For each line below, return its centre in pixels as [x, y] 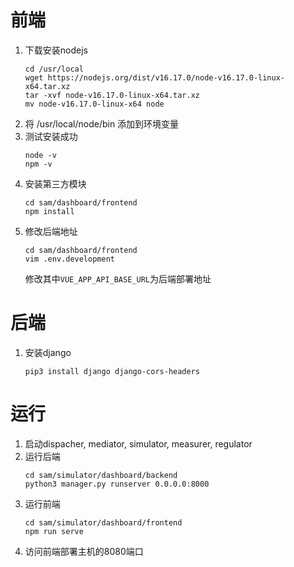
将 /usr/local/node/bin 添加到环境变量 [102, 123]
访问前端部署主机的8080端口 [84, 551]
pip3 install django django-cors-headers [112, 371]
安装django [48, 352]
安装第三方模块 [55, 183]
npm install [49, 211]
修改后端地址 [51, 231]
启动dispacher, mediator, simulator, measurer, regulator [138, 443]
